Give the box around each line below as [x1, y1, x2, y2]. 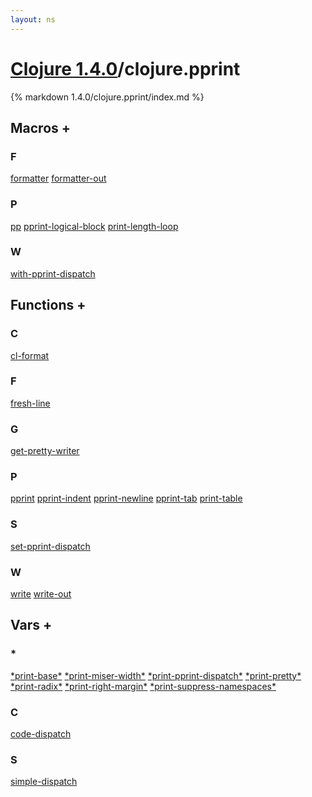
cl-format [10, 349, 50, 361]
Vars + [10, 617, 53, 634]
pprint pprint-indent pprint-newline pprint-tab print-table [10, 492, 243, 505]
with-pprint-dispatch [10, 267, 96, 280]
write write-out [10, 588, 72, 600]
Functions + [10, 297, 87, 314]
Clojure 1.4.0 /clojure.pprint [10, 57, 241, 80]
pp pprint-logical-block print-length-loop [10, 220, 179, 232]
